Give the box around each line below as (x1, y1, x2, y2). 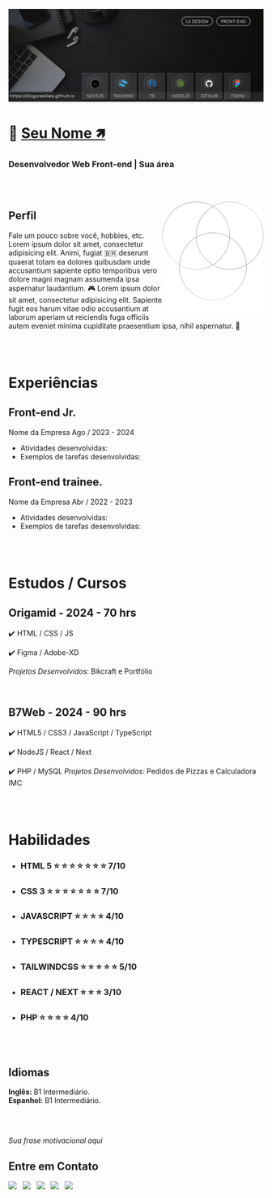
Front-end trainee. (8, 476, 103, 489)
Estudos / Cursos (8, 574, 127, 593)
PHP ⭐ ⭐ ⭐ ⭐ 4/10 (19, 1012, 89, 1023)
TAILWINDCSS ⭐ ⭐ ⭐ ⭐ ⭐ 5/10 (19, 961, 138, 972)
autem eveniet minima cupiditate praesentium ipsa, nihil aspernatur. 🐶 (8, 321, 240, 330)
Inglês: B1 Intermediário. (8, 1087, 91, 1097)
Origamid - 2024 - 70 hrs (8, 606, 137, 620)
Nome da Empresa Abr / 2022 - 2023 (8, 497, 134, 506)
